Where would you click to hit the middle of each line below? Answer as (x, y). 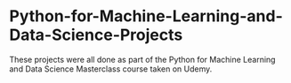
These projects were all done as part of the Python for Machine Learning (142, 59)
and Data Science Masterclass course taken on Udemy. (111, 69)
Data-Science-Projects (96, 35)
